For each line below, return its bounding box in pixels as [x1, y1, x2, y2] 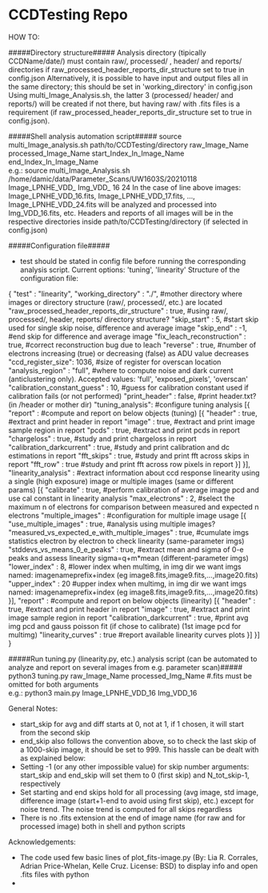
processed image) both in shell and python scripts [19, 821, 186, 831]
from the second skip [19, 728, 90, 737]
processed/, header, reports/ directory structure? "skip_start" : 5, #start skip [8, 315, 259, 324]
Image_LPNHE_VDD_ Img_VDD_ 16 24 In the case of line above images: [8, 182, 242, 192]
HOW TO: [8, 32, 40, 42]
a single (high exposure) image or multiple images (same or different [8, 476, 234, 486]
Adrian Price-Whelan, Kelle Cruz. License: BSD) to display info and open [19, 861, 258, 871]
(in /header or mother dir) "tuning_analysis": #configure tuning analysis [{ [8, 400, 250, 409]
